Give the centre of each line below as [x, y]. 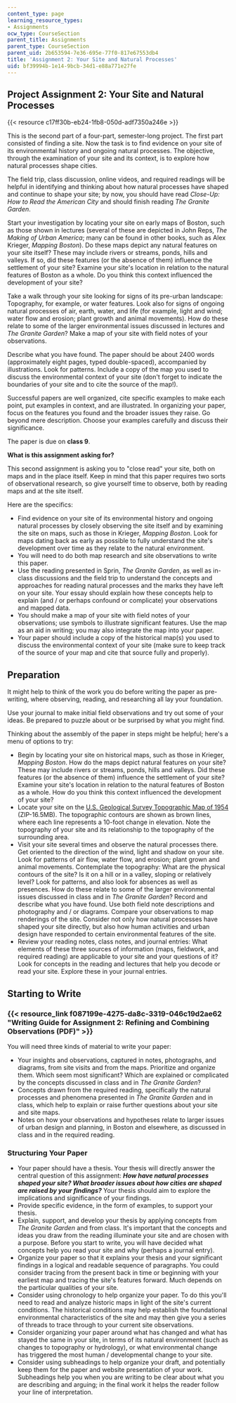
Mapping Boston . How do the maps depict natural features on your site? [122, 762]
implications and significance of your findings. [84, 1198]
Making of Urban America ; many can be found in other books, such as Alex [117, 238]
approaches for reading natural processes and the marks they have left [120, 586]
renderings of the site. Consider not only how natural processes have [117, 919]
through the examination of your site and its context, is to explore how [108, 158]
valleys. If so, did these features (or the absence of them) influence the [110, 260]
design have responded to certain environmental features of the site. [117, 934]
